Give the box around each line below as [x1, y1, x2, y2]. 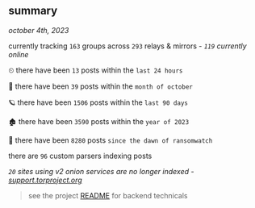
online [8, 49, 29, 59]
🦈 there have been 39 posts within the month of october [8, 81, 194, 91]
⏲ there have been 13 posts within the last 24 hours [8, 65, 183, 75]
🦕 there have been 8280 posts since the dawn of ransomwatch [8, 135, 213, 145]
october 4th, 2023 [8, 25, 69, 35]
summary [8, 4, 58, 18]
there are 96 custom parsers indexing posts [8, 151, 153, 160]
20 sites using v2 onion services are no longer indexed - [8, 166, 194, 176]
